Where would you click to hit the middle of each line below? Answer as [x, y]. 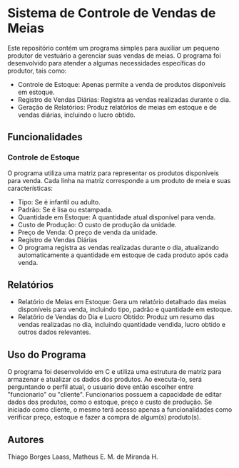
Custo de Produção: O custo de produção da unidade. [97, 224]
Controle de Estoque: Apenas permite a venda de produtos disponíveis [122, 84]
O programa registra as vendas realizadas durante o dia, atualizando [118, 247]
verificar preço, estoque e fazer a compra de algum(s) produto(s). [104, 417]
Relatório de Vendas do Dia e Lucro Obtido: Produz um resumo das [116, 317]
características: [30, 188]
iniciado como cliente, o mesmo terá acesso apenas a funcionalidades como [120, 410]
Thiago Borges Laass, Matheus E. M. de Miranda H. [83, 457]
